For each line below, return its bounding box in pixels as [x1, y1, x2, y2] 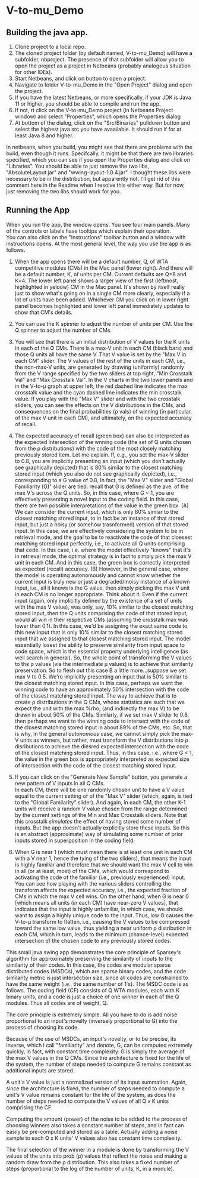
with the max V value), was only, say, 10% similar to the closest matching [14, 603, 194, 610]
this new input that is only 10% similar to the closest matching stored [14, 628, 183, 636]
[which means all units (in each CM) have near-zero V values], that [14, 899, 178, 906]
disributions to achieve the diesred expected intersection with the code [14, 742, 189, 750]
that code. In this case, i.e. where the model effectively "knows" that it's [14, 546, 191, 553]
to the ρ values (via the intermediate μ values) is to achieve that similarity [14, 660, 194, 667]
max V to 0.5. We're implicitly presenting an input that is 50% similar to [14, 673, 188, 680]
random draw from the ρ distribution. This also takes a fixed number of [6, 1158, 179, 1165]
